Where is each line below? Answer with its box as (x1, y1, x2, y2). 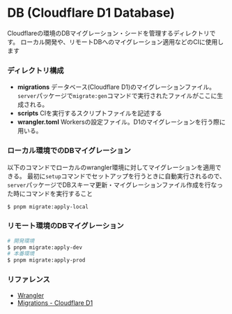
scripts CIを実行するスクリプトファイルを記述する (17, 109, 162, 117)
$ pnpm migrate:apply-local (7, 203, 89, 210)
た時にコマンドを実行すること (7, 189, 93, 197)
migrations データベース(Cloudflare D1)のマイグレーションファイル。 (17, 83, 216, 92)
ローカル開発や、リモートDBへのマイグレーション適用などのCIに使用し (20, 37, 224, 46)
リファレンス (7, 275, 50, 285)
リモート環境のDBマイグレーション (7, 221, 124, 231)
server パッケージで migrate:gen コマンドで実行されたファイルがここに (17, 92, 217, 100)
